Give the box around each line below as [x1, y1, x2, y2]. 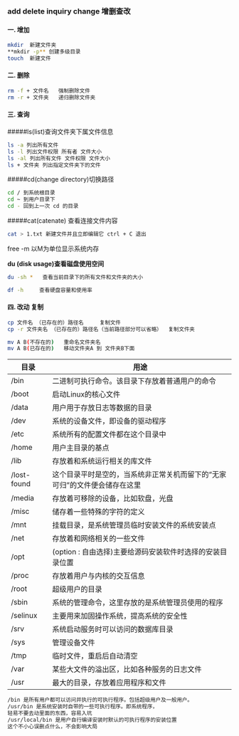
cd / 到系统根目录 [7, 189, 55, 196]
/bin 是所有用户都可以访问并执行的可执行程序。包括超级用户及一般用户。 [7, 696, 193, 704]
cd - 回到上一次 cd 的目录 [7, 203, 79, 210]
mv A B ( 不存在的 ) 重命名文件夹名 [7, 338, 101, 346]
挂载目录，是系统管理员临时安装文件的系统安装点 [52, 520, 216, 530]
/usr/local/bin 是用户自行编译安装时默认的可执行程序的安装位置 [7, 716, 177, 723]
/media [11, 493, 34, 503]
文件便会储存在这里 [76, 480, 141, 490]
